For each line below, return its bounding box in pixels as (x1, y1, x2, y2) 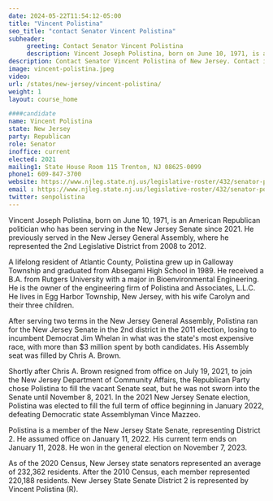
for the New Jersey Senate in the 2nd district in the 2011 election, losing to (8, 325, 258, 334)
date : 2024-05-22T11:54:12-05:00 (8, 11, 122, 20)
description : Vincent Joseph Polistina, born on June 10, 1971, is (26, 50, 260, 58)
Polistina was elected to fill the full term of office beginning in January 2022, (8, 400, 264, 411)
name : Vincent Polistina (8, 117, 93, 126)
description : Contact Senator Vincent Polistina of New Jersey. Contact (8, 58, 260, 66)
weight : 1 (8, 87, 42, 96)
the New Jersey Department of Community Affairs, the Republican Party (8, 375, 250, 385)
